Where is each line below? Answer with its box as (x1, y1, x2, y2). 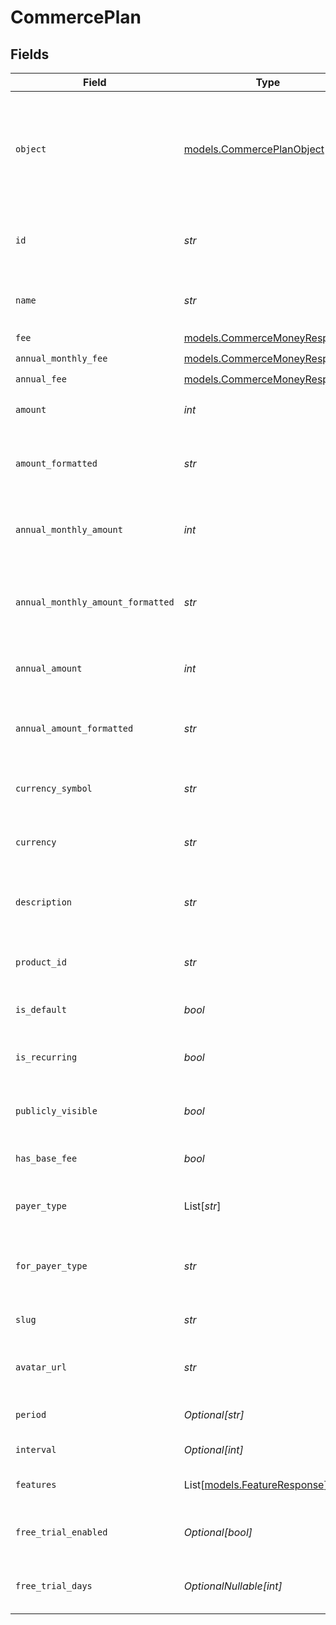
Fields (10, 46, 50, 63)
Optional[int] (183, 1443, 244, 1456)
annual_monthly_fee (15, 352, 108, 364)
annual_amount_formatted (15, 723, 134, 734)
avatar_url (15, 1362, 67, 1373)
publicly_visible (15, 1106, 98, 1116)
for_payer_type (15, 1261, 88, 1271)
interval (15, 1444, 57, 1455)
